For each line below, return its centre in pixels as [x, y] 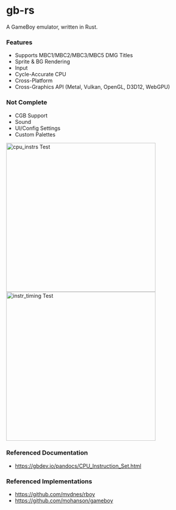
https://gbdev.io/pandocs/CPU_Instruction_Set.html [78, 466]
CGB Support [31, 115]
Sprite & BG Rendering [42, 62]
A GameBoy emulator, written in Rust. [52, 27]
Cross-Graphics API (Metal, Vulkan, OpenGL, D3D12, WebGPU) [92, 87]
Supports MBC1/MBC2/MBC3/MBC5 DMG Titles [74, 55]
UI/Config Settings [38, 128]
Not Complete [27, 102]
